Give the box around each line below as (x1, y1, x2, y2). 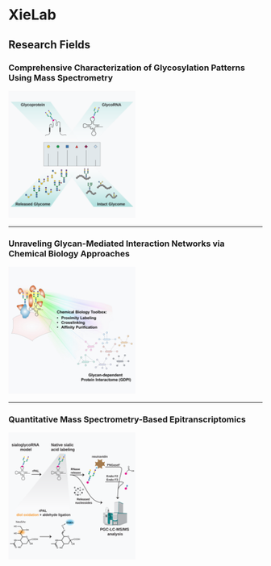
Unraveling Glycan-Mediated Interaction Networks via (8, 238, 225, 249)
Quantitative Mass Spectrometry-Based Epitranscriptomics (8, 414, 246, 425)
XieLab (8, 6, 56, 24)
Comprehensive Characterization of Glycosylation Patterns (8, 62, 246, 73)
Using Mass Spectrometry (8, 72, 114, 83)
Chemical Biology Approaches (8, 248, 131, 259)
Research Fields (8, 38, 91, 52)
